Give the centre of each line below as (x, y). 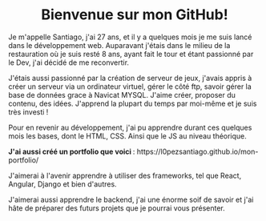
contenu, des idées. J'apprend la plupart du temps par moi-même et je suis (133, 103)
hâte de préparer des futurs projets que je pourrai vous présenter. (117, 208)
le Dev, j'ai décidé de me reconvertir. (69, 62)
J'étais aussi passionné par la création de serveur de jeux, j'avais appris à (130, 78)
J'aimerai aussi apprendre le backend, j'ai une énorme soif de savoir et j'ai (131, 199)
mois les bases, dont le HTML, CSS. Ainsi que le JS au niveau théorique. (127, 136)
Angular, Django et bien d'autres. (63, 184)
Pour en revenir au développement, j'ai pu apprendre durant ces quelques (130, 127)
